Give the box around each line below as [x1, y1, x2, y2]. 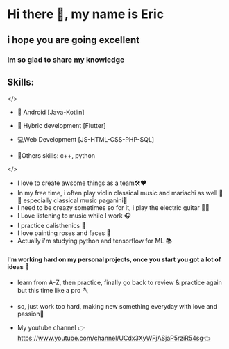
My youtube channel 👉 [17, 323, 85, 332]
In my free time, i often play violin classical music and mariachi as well [17, 189, 218, 197]
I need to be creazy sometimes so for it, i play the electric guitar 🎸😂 [17, 204, 210, 212]
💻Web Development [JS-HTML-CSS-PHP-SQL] [17, 136, 155, 144]
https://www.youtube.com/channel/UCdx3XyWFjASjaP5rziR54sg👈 [17, 334, 211, 342]
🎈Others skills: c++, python [17, 152, 96, 160]
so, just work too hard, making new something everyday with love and [17, 302, 217, 310]
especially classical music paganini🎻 [23, 196, 128, 204]
